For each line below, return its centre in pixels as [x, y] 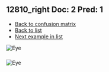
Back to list [28, 30]
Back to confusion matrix [45, 24]
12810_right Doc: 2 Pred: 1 [55, 10]
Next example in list [39, 36]
